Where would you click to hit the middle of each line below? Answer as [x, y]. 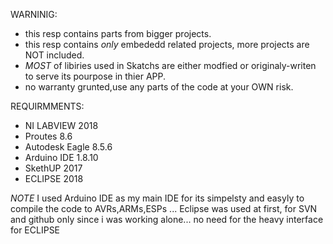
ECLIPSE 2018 [54, 178]
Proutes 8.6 [48, 136]
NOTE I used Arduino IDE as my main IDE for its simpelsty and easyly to [157, 198]
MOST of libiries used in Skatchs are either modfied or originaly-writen [170, 65]
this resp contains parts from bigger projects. [118, 33]
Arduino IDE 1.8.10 [61, 157]
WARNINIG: [34, 14]
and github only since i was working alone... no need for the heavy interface [167, 219]
